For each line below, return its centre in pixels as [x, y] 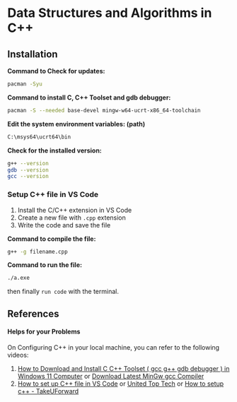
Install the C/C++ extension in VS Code [75, 210]
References [33, 313]
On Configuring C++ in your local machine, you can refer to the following [114, 347]
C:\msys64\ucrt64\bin [39, 137]
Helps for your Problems [44, 332]
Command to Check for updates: [56, 71]
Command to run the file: [45, 265]
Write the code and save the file [64, 225]
